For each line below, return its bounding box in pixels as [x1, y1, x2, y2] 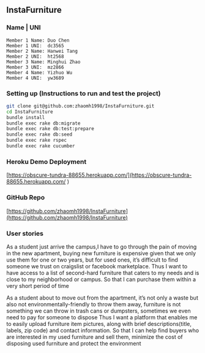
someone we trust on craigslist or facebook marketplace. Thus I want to [6, 262, 188, 270]
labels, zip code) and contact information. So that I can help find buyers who [6, 327, 199, 334]
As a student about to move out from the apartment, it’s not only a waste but [6, 294, 199, 301]
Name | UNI [6, 23, 41, 32]
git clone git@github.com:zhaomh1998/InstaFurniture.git [6, 103, 155, 109]
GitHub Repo [6, 193, 45, 202]
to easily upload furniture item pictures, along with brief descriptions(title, [6, 320, 192, 327]
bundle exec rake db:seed [6, 131, 72, 138]
